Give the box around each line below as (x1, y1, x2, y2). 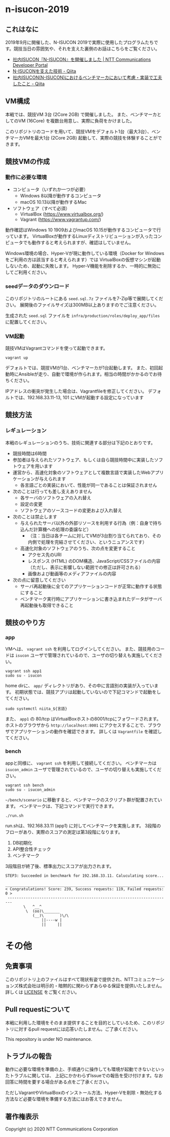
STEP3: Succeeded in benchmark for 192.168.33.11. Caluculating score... (5, 873, 164, 878)
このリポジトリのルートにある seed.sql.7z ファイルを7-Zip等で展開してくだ (5, 295, 163, 302)
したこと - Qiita (12, 81, 45, 87)
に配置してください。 (5, 319, 50, 325)
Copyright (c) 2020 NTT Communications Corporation (5, 1126, 118, 1132)
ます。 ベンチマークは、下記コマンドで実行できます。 (5, 803, 117, 809)
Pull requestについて (5, 1005, 71, 1014)
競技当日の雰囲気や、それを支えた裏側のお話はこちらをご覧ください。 (13, 46, 160, 52)
